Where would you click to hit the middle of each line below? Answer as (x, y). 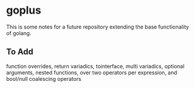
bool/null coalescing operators (44, 78)
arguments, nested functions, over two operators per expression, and (92, 73)
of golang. (19, 33)
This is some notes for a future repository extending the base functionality (98, 27)
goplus (24, 10)
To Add (20, 52)
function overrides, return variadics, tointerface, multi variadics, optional (95, 66)
